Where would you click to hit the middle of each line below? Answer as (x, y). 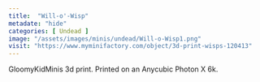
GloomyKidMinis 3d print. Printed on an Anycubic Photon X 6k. (113, 69)
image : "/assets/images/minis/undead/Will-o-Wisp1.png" (105, 39)
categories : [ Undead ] (49, 31)
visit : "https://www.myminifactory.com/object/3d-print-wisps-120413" (130, 46)
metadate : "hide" (38, 24)
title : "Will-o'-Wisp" (49, 16)
